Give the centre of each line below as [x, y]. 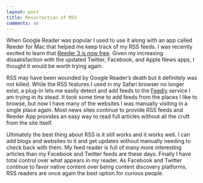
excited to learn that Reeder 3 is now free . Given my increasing [85, 53]
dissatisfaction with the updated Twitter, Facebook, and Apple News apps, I [101, 60]
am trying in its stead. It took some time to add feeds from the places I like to [102, 97]
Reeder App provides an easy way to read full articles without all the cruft [98, 116]
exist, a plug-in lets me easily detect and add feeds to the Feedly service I [98, 91]
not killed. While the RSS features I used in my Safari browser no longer [95, 84]
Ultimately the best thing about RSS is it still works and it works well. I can [98, 135]
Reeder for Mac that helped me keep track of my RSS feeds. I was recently [99, 47]
